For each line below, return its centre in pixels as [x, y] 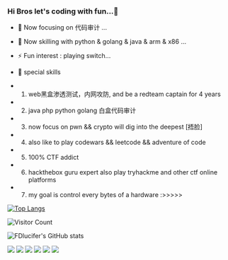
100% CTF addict [53, 158]
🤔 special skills [39, 72]
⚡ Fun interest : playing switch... [64, 56]
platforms [42, 180]
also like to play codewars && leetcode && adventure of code [117, 142]
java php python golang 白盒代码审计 [82, 111]
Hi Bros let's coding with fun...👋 [63, 11]
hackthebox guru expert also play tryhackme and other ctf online [123, 172]
